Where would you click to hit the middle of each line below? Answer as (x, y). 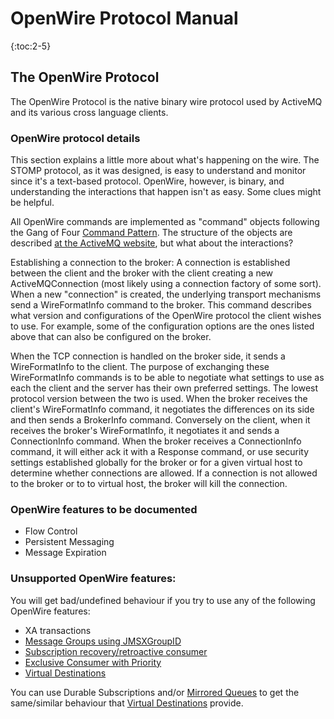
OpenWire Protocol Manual (124, 18)
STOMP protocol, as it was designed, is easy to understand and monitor (158, 171)
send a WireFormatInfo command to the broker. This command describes (161, 305)
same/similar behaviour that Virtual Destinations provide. (127, 703)
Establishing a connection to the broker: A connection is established (150, 263)
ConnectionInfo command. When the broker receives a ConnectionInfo (156, 441)
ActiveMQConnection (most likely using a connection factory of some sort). (166, 284)
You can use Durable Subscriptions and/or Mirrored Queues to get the (155, 692)
